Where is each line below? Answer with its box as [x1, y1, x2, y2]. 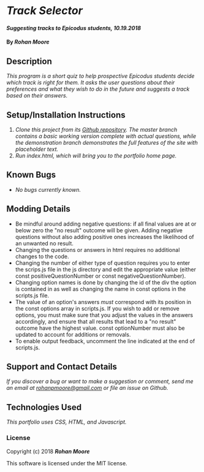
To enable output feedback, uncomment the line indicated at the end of [15, 337, 195, 344]
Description [6, 56, 52, 66]
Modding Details [6, 204, 70, 215]
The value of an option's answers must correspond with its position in [15, 298, 192, 305]
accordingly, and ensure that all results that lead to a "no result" [15, 318, 176, 325]
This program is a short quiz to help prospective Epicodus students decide [6, 72, 195, 80]
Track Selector [6, 4, 83, 18]
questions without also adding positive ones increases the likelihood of [15, 233, 194, 240]
